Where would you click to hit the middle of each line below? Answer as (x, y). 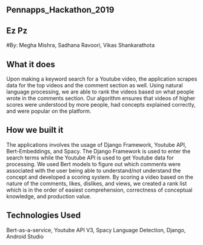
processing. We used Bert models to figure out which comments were (93, 164)
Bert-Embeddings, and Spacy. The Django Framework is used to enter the (98, 151)
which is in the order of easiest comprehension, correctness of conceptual (99, 190)
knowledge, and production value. (49, 196)
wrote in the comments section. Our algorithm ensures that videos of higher (101, 98)
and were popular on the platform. (49, 111)
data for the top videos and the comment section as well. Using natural (95, 86)
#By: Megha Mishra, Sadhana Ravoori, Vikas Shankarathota (81, 45)
